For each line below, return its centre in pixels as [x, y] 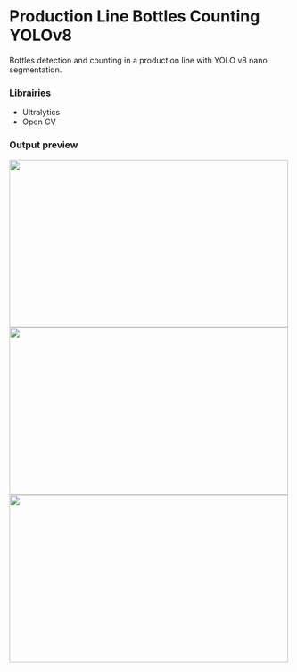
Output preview [44, 145]
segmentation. [36, 70]
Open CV [39, 122]
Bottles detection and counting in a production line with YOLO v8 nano [138, 60]
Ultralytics [41, 113]
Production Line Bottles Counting [135, 17]
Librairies [30, 93]
